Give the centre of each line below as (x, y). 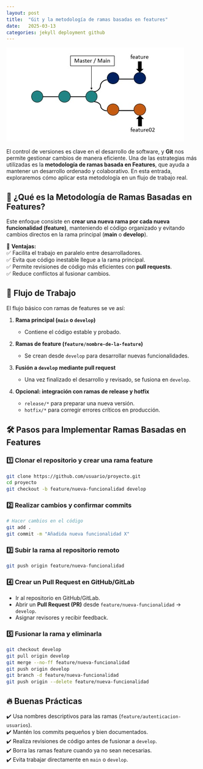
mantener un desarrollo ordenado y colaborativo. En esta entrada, (89, 171)
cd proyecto (21, 483)
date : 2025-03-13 (31, 26)
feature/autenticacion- (151, 716)
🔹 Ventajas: (21, 246)
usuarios (17, 725)
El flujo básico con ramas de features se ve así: (66, 308)
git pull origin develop (38, 656)
